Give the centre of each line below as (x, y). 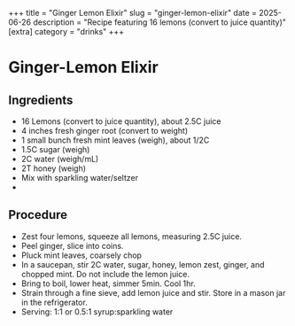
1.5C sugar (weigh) (55, 149)
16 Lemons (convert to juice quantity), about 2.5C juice (121, 121)
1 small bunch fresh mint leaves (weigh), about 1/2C (115, 140)
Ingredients (41, 100)
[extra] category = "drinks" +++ (66, 31)
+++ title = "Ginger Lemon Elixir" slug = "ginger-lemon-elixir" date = (133, 13)
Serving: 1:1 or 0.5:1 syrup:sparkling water (97, 311)
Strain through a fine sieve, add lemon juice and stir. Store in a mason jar (153, 292)
